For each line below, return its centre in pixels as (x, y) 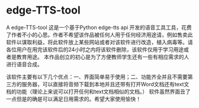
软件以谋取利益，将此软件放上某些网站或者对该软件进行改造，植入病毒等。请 (99, 42)
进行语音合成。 (24, 64)
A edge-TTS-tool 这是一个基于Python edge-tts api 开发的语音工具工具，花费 (99, 27)
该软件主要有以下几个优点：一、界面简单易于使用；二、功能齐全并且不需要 (97, 77)
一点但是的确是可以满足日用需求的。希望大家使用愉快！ (73, 99)
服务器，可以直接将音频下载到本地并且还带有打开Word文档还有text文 (105, 84)
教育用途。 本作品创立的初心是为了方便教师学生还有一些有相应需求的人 (103, 57)
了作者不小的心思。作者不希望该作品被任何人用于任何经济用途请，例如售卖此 (99, 35)
